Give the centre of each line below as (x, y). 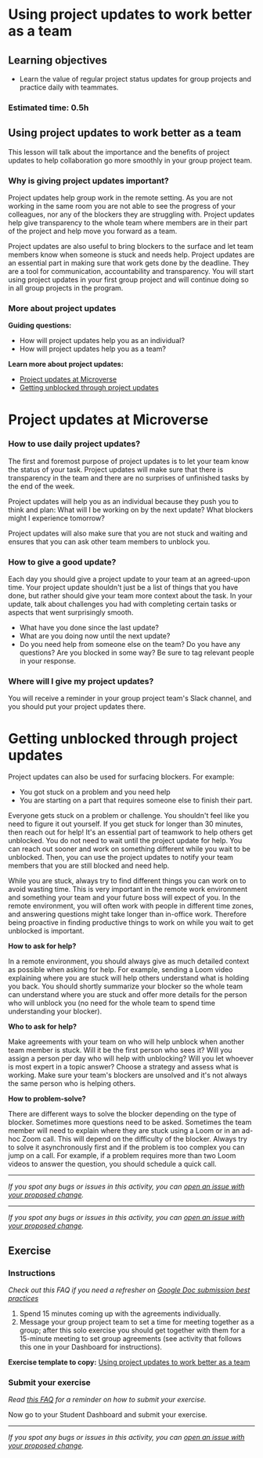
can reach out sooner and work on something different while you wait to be (129, 849)
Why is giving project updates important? (89, 181)
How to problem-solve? (47, 1099)
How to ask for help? (42, 946)
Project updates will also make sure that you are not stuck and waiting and (128, 533)
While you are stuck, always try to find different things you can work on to (127, 881)
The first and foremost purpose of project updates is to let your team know (128, 461)
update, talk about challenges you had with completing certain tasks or (122, 604)
